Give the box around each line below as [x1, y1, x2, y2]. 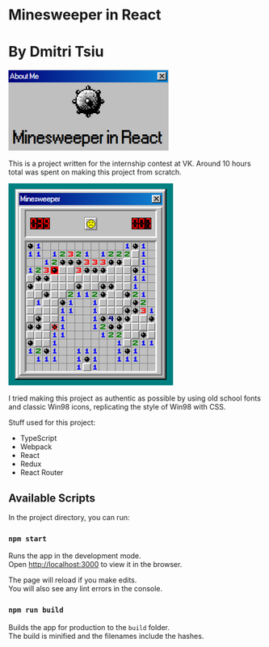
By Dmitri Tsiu [8, 43, 104, 61]
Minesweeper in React [8, 6, 162, 24]
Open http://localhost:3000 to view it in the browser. [8, 560, 183, 569]
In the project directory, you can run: [8, 512, 130, 522]
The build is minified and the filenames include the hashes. [8, 631, 204, 641]
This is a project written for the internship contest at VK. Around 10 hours [8, 159, 252, 169]
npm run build [8, 606, 64, 615]
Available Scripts [8, 491, 95, 505]
